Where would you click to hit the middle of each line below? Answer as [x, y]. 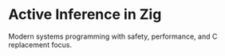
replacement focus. [40, 44]
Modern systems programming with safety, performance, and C [113, 36]
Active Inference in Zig [85, 15]
